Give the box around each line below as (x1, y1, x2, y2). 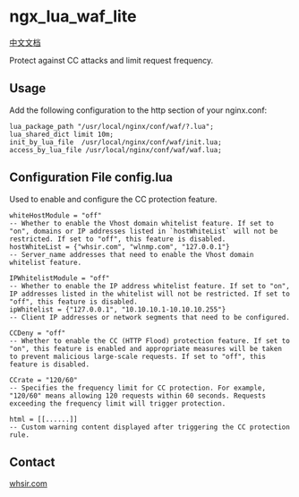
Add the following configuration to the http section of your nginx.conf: (9, 105, 268, 116)
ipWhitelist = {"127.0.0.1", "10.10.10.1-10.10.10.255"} (9, 304, 226, 314)
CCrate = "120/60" (9, 375, 78, 384)
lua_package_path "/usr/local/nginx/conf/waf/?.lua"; (9, 122, 215, 131)
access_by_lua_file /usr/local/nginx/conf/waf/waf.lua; (9, 145, 222, 154)
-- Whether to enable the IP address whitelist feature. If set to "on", (9, 281, 291, 290)
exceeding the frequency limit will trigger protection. (9, 398, 226, 408)
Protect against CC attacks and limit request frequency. (9, 55, 214, 65)
